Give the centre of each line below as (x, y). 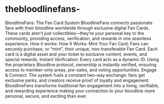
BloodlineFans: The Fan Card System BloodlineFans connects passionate (79, 23)
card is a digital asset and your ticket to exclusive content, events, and (76, 54)
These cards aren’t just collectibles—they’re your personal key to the (75, 33)
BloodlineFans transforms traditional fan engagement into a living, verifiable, (82, 85)
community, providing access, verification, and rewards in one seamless (78, 38)
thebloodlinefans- (43, 9)
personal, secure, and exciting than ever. (46, 96)
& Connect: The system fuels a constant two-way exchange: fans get (75, 75)
